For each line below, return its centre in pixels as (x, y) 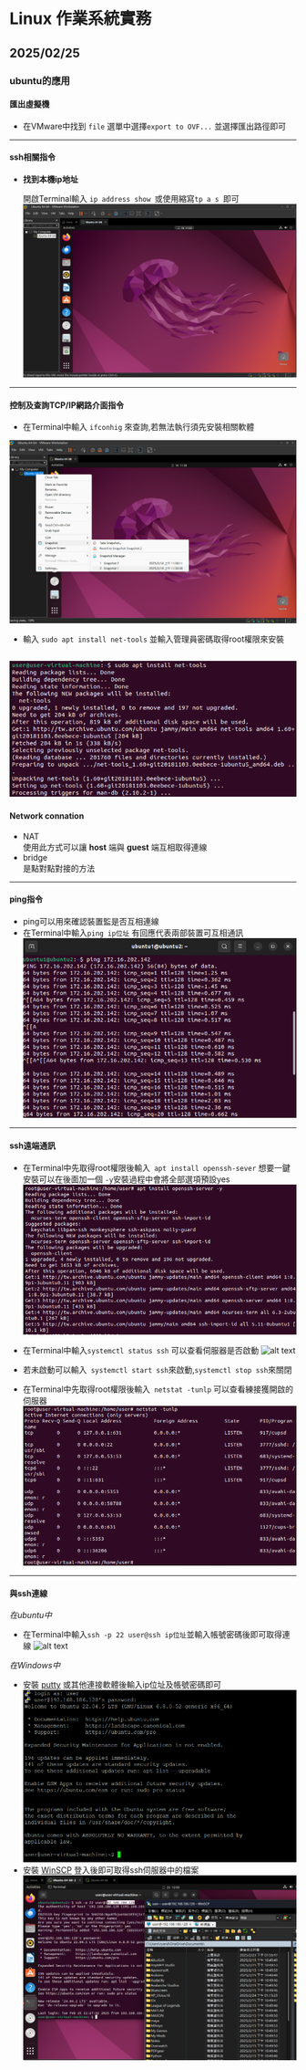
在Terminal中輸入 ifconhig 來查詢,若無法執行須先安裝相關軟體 (138, 427)
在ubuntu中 (31, 1615)
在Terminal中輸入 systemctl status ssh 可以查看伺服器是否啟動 (141, 1350)
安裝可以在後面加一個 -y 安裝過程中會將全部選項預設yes (126, 1179)
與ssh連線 (29, 1593)
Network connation (47, 816)
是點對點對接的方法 (59, 868)
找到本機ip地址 (51, 179)
